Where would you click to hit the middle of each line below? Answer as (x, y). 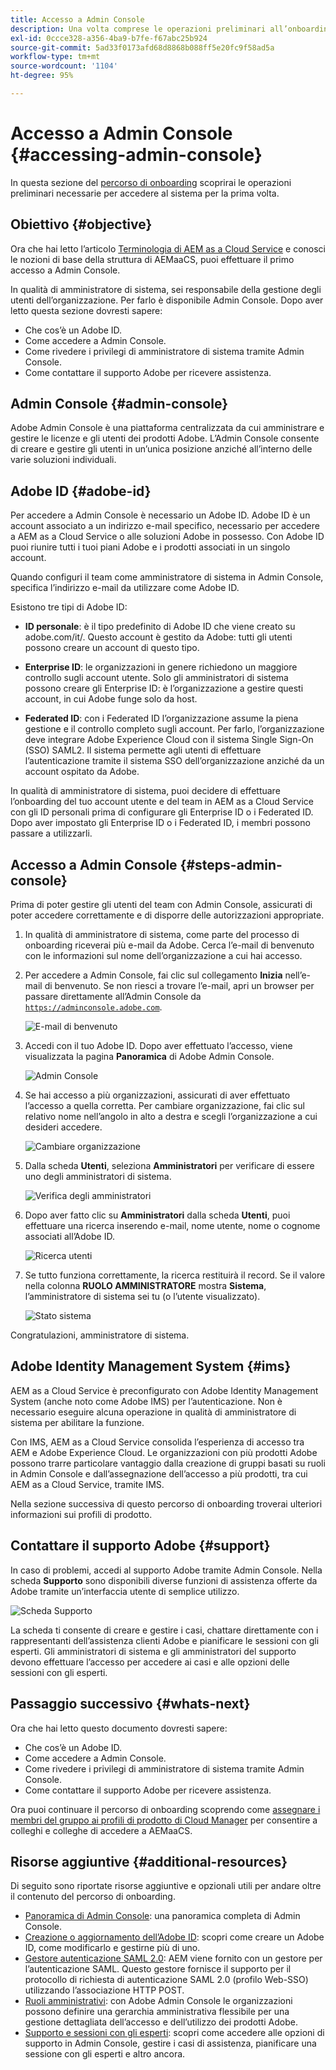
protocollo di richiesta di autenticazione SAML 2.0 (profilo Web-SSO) (166, 1980)
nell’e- (298, 975)
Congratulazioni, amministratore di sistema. (100, 1335)
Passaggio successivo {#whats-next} (130, 1704)
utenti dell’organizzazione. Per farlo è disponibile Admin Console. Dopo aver (167, 300)
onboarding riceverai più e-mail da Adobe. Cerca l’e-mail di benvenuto (169, 945)
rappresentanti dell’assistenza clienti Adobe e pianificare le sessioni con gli (165, 1640)
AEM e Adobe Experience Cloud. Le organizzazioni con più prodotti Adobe (164, 1452)
